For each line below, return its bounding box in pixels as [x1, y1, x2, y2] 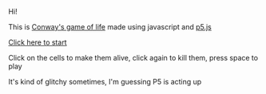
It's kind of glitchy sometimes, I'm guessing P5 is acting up [8, 77, 202, 86]
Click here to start [8, 37, 67, 47]
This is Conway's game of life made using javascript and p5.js [8, 22, 212, 31]
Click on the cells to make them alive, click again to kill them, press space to [8, 53, 258, 62]
